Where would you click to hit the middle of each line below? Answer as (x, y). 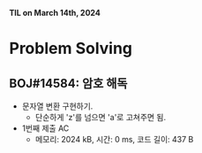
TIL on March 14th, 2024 (55, 13)
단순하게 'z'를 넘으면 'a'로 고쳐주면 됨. (101, 117)
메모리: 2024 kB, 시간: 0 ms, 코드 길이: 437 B (114, 139)
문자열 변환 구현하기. (57, 106)
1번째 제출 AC (45, 128)
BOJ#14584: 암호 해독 (68, 83)
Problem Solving (71, 49)
